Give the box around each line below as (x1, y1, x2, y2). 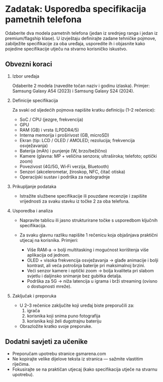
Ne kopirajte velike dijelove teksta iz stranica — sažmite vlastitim (12, 355, 143, 362)
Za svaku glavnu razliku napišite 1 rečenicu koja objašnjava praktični (19, 232, 158, 238)
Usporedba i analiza (12, 207, 53, 213)
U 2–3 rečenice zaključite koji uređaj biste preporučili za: (19, 302, 134, 308)
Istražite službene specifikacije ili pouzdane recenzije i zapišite (19, 193, 147, 199)
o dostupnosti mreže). (27, 283, 72, 289)
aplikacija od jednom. (27, 252, 70, 258)
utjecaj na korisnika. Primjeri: (19, 237, 79, 243)
